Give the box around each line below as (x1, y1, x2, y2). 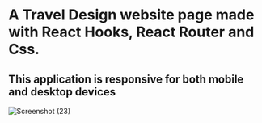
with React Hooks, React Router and (8, 23, 255, 41)
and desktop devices (8, 85, 116, 99)
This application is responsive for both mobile (8, 72, 244, 86)
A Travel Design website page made (8, 6, 255, 24)
